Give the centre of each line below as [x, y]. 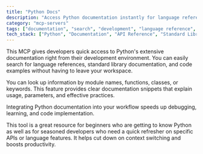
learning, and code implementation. [50, 114]
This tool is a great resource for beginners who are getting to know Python [99, 125]
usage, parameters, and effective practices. [60, 95]
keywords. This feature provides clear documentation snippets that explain [99, 89]
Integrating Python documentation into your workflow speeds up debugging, [101, 107]
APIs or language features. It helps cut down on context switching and [94, 138]
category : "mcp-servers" [37, 23]
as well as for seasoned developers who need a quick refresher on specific [100, 132]
